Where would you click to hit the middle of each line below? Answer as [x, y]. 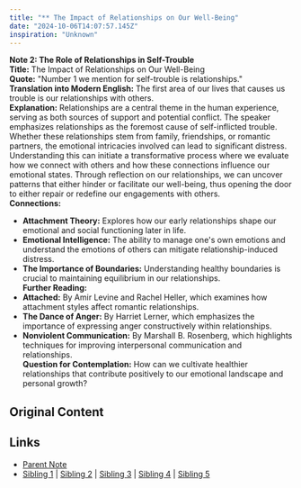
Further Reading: [54, 288]
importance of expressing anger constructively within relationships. [147, 326]
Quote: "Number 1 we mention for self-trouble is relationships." [126, 79]
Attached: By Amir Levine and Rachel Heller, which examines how [145, 297]
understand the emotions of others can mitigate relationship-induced [150, 249]
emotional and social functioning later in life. [104, 230]
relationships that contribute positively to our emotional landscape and [153, 374]
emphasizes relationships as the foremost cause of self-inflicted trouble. [143, 127]
